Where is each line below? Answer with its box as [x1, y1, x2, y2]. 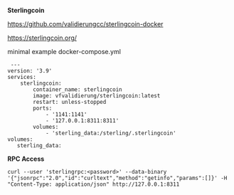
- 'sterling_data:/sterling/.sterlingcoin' [45, 130, 176, 137]
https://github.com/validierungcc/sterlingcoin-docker [7, 20, 164, 28]
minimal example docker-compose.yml [7, 48, 121, 56]
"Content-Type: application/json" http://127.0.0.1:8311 [7, 181, 180, 188]
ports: [33, 105, 53, 112]
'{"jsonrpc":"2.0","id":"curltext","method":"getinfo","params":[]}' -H [7, 174, 228, 181]
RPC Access [7, 154, 45, 163]
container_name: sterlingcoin [33, 86, 122, 93]
